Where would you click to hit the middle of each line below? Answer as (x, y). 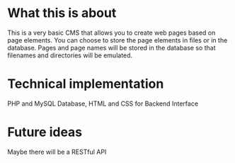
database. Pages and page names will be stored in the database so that (111, 47)
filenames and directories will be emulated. (70, 55)
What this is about (62, 13)
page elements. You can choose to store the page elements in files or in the (117, 40)
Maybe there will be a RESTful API (57, 152)
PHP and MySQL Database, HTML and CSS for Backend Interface (103, 103)
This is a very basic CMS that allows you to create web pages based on (111, 33)
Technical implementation (86, 84)
